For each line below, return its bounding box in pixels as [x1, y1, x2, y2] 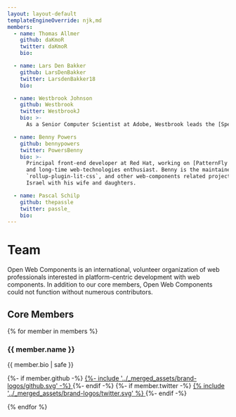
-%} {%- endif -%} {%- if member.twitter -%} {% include [59, 382, 225, 390]
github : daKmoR [20, 37, 65, 44]
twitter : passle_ [20, 205, 71, 212]
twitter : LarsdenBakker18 [20, 75, 96, 82]
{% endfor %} [7, 403, 48, 411]
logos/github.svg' [7, 382, 58, 390]
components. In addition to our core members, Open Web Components [7, 280, 213, 289]
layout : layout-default [7, 10, 77, 18]
